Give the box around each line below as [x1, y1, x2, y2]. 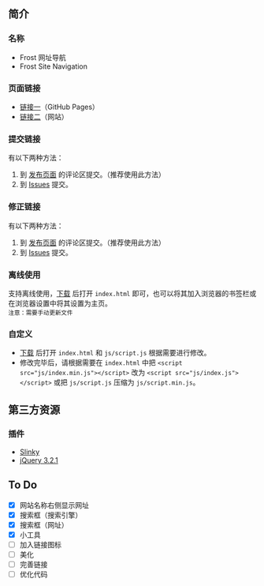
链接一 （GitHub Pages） [19, 102, 100, 111]
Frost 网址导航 [19, 52, 66, 62]
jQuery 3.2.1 [19, 455, 59, 464]
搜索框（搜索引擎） [19, 510, 83, 520]
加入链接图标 [19, 539, 61, 549]
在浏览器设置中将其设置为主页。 [8, 299, 112, 308]
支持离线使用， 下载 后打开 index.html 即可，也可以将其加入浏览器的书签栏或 [8, 288, 257, 298]
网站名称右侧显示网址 [19, 500, 89, 509]
